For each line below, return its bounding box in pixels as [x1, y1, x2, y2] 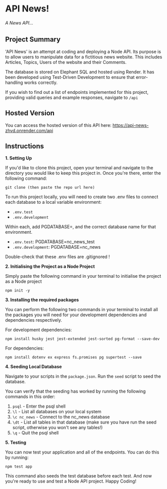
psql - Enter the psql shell [12, 403, 66, 410]
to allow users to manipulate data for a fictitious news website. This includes [5, 53, 162, 60]
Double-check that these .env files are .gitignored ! [5, 254, 110, 260]
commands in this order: [5, 394, 55, 400]
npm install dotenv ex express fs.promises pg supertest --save [5, 355, 142, 360]
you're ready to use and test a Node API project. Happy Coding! [5, 478, 136, 485]
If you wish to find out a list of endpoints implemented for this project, [5, 89, 148, 95]
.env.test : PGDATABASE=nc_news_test [12, 239, 95, 245]
